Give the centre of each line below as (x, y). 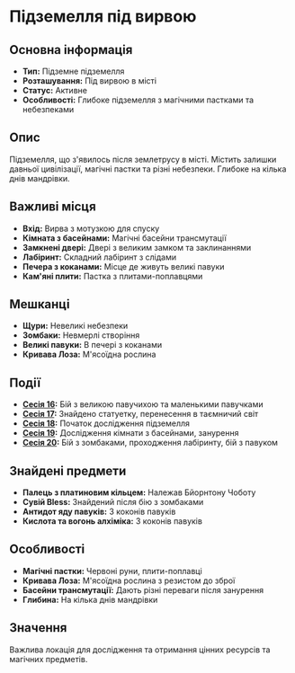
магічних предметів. (49, 659)
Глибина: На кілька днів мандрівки (90, 599)
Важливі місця (53, 207)
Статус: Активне (55, 90)
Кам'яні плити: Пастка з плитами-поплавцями (112, 276)
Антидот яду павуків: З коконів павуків (99, 512)
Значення (38, 628)
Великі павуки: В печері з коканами (92, 345)
